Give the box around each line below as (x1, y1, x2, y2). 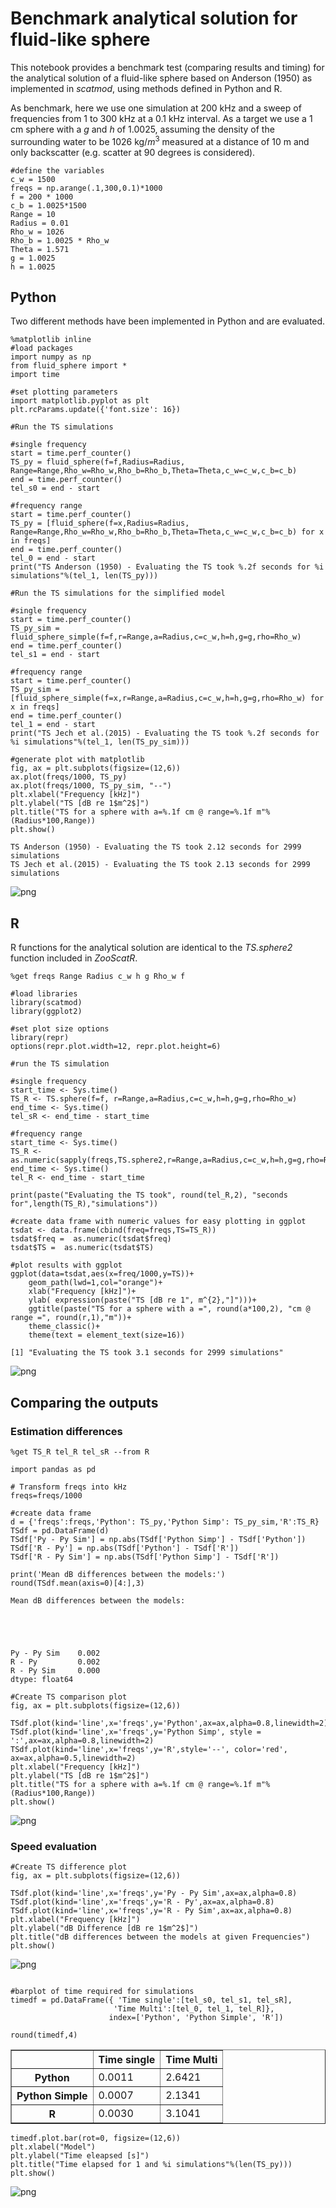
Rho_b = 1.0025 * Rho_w (10, 235, 110, 246)
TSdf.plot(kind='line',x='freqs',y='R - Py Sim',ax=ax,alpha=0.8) (10, 1906, 293, 1916)
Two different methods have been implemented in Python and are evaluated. (10, 315, 326, 327)
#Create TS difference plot (10, 1862, 128, 1872)
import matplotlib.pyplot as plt (10, 396, 150, 406)
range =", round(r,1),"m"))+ (10, 1313, 132, 1323)
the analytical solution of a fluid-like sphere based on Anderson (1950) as (10, 72, 313, 84)
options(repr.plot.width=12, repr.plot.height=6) (10, 1042, 222, 1052)
